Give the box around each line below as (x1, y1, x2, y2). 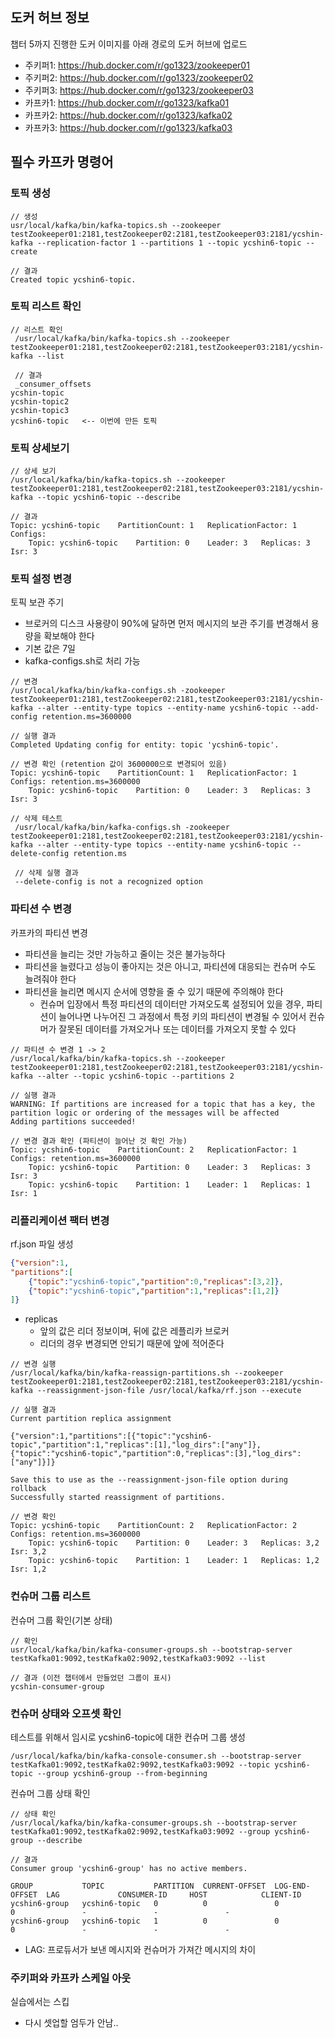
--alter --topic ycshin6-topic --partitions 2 (36, 1071, 235, 1081)
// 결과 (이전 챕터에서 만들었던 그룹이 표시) (10, 1673, 172, 1683)
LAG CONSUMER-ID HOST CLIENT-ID (46, 1889, 302, 1900)
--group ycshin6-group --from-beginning (36, 1768, 208, 1778)
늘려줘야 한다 (24, 973, 77, 985)
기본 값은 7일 (24, 643, 76, 655)
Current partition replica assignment (10, 1414, 172, 1424)
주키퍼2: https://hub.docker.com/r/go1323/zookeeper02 (24, 71, 254, 83)
